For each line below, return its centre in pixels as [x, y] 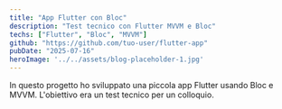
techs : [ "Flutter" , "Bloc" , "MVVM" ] [78, 34]
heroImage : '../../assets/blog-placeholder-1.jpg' [107, 59]
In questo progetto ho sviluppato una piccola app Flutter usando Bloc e [141, 85]
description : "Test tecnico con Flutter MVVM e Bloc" [113, 26]
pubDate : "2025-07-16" [52, 51]
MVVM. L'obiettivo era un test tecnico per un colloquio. [112, 95]
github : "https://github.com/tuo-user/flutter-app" [108, 43]
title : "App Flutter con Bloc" [68, 18]
